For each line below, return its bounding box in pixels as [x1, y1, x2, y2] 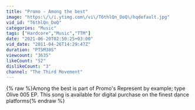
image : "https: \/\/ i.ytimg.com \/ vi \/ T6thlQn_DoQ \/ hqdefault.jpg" [6, 14, 170, 20]
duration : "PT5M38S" [6, 47, 57, 53]
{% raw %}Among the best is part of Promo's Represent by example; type [6, 85, 186, 92]
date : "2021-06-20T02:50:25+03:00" [6, 36, 94, 42]
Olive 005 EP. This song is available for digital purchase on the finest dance [6, 91, 190, 98]
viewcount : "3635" [6, 52, 51, 58]
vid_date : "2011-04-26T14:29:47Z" [6, 42, 91, 48]
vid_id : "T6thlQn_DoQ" [6, 19, 62, 25]
